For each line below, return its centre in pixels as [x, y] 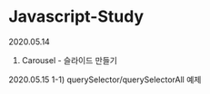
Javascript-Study [76, 17]
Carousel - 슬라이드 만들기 [69, 60]
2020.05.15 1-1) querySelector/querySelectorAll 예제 [105, 80]
